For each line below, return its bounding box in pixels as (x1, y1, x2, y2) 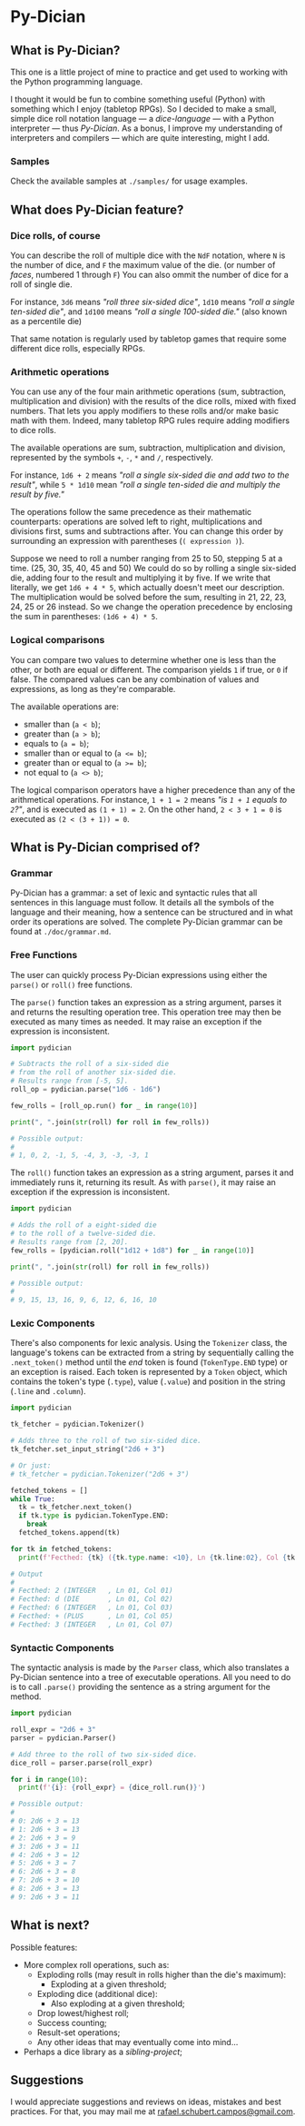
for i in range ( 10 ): (10, 1775, 89, 1784)
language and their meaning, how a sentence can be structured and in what (10, 906, 293, 918)
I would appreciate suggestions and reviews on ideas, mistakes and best (10, 2096, 282, 2108)
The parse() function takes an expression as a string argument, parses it (10, 996, 282, 1007)
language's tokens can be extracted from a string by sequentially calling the (10, 1347, 294, 1359)
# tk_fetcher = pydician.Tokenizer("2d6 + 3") (10, 1469, 190, 1478)
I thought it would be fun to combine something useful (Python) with (10, 94, 266, 104)
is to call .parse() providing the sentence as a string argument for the (10, 1682, 271, 1693)
